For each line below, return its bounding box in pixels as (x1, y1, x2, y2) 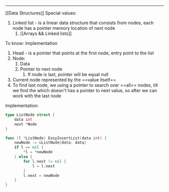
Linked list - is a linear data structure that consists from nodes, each (12, 20, 154, 26)
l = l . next (32, 163, 55, 169)
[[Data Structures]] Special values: (5, 10, 77, 16)
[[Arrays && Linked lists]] (20, 31, 72, 36)
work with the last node (12, 93, 61, 99)
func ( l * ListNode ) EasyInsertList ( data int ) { (5, 136, 107, 141)
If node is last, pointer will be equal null (27, 72, 109, 77)
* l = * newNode (23, 150, 53, 155)
